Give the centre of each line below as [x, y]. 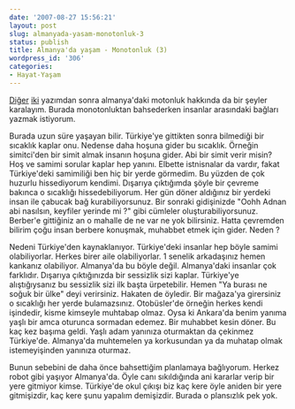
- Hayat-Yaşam [35, 75]
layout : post [33, 26]
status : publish [39, 42]
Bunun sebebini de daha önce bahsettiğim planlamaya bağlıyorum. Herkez [144, 367]
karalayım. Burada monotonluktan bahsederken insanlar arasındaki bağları [144, 109]
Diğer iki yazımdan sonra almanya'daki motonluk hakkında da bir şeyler [138, 100]
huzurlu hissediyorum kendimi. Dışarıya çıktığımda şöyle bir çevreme [134, 183]
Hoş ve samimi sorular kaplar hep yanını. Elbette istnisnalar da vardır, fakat [144, 163]
